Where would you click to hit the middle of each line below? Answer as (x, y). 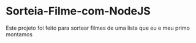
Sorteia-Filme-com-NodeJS (78, 11)
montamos (19, 34)
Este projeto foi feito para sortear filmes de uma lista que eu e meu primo (98, 28)
